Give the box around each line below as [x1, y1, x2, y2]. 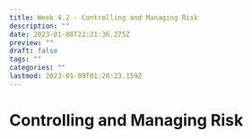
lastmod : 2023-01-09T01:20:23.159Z [9, 72, 143, 81]
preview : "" [9, 38, 54, 48]
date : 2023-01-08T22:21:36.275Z [9, 30, 130, 39]
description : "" [9, 22, 70, 30]
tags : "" [9, 55, 42, 64]
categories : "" [9, 64, 66, 73]
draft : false [9, 47, 58, 56]
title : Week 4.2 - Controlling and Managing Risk [9, 13, 199, 22]
